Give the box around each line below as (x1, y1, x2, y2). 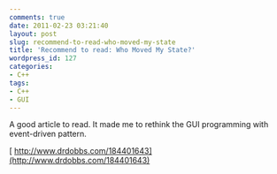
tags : (9, 79, 29, 87)
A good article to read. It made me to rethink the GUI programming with (9, 119, 269, 130)
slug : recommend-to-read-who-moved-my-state (9, 37, 176, 47)
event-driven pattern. (9, 129, 87, 140)
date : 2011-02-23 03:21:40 (9, 21, 109, 30)
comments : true (9, 12, 65, 22)
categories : (9, 63, 53, 72)
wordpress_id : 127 (9, 54, 77, 63)
